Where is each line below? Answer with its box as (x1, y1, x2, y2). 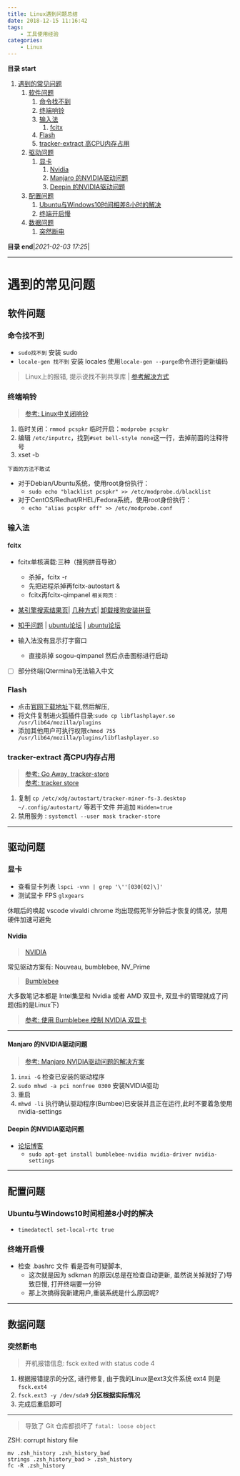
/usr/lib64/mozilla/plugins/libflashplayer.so (17, 734, 159, 742)
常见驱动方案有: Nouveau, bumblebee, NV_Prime (7, 962, 151, 971)
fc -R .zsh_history (7, 1462, 66, 1469)
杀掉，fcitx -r (28, 573, 68, 582)
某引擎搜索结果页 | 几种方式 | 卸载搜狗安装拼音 (17, 606, 151, 614)
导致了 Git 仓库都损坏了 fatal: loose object (24, 1421, 156, 1430)
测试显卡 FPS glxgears (17, 891, 84, 899)
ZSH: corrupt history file (7, 1435, 79, 1444)
